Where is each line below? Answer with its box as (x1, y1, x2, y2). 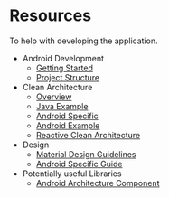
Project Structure (35, 71, 100, 82)
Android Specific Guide (35, 158, 123, 169)
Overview (35, 91, 72, 102)
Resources (9, 5, 92, 26)
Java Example (35, 100, 89, 111)
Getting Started (35, 62, 93, 73)
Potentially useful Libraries (22, 168, 122, 179)
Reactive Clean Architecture (35, 129, 141, 140)
